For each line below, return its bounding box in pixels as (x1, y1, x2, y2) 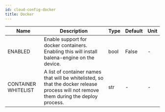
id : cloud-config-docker (5, 7, 56, 12)
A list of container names (44, 68, 102, 75)
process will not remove (44, 86, 99, 93)
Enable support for (44, 35, 87, 42)
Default (125, 28, 143, 34)
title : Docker (5, 12, 34, 17)
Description (59, 28, 88, 34)
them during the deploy (44, 93, 98, 100)
